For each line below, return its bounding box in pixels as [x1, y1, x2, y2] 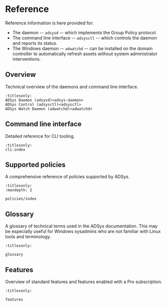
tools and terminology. [5, 234, 51, 240]
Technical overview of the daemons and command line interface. [5, 84, 139, 90]
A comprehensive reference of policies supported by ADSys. [5, 174, 130, 180]
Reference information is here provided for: [5, 20, 94, 26]
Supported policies [5, 160, 66, 169]
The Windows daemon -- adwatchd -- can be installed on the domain [12, 45, 153, 51]
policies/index [5, 197, 37, 202]
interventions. [12, 56, 41, 62]
